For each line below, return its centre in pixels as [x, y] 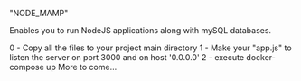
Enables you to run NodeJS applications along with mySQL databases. [141, 30]
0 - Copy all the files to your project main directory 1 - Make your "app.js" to [150, 48]
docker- [261, 57]
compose [27, 67]
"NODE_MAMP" [39, 13]
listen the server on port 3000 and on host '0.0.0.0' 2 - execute [127, 57]
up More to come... [82, 67]
